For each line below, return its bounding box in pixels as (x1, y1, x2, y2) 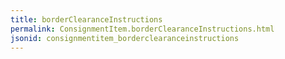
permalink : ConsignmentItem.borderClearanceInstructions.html (10, 24, 275, 34)
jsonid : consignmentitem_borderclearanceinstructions (10, 33, 240, 43)
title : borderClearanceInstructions (10, 14, 163, 25)
